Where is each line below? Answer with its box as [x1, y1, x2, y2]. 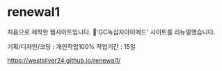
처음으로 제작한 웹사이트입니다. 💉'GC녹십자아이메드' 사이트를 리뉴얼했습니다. [7, 28, 216, 36]
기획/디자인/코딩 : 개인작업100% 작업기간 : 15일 [7, 42, 136, 50]
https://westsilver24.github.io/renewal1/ [7, 56, 121, 64]
